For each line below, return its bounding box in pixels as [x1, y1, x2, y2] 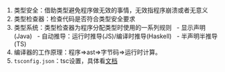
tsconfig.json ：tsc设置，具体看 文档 [13, 57, 118, 64]
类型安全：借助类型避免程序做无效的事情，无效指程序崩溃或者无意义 [13, 6, 208, 14]
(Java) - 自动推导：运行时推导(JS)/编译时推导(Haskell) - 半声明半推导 [13, 32, 218, 40]
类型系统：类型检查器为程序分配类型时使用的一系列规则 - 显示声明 [13, 24, 206, 31]
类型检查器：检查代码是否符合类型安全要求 [13, 15, 136, 23]
